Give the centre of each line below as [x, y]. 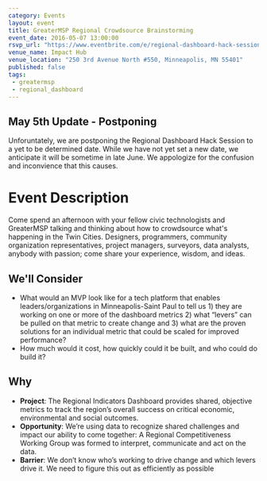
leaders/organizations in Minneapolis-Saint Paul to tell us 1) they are [131, 306]
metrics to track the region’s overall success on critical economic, [127, 409]
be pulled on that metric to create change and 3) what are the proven [133, 323]
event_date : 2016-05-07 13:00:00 [64, 38]
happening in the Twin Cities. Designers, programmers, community [118, 237]
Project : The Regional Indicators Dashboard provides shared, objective [136, 401]
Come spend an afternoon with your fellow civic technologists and [117, 220]
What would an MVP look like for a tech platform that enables [120, 298]
